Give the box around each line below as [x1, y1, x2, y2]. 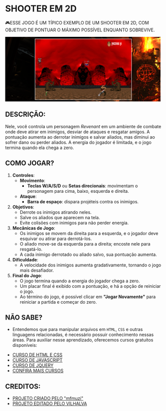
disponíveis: [12, 342, 37, 348]
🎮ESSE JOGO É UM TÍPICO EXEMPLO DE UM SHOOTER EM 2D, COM [5, 19, 149, 25]
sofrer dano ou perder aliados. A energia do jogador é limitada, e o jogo [5, 139, 152, 145]
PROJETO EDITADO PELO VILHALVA [12, 401, 87, 407]
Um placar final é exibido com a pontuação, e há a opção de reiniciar [19, 283, 161, 289]
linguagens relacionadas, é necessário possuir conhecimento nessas [12, 331, 154, 338]
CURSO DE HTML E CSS [12, 352, 63, 358]
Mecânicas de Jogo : [12, 225, 56, 231]
